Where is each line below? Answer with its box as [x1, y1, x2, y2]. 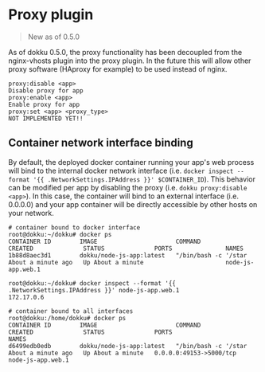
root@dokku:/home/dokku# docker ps [8, 314, 127, 322]
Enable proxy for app [8, 100, 80, 108]
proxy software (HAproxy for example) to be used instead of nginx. [8, 64, 228, 73]
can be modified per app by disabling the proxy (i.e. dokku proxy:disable [8, 182, 247, 192]
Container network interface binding [8, 136, 193, 150]
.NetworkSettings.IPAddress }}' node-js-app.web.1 [8, 286, 180, 294]
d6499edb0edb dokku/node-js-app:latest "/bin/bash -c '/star [8, 342, 247, 350]
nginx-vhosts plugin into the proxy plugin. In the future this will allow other [8, 56, 251, 65]
